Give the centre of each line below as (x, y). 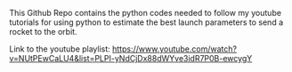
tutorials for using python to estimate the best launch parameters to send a (146, 22)
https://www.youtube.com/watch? (175, 49)
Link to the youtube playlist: (60, 49)
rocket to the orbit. (43, 32)
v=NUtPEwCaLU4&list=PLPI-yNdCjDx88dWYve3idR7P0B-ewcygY (131, 58)
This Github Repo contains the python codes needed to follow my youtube (146, 13)
